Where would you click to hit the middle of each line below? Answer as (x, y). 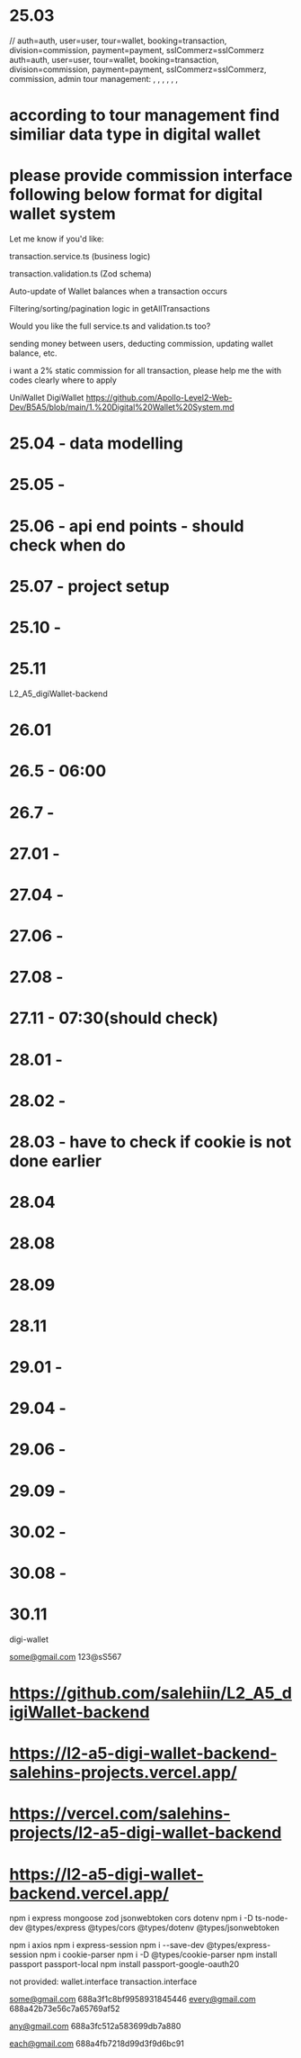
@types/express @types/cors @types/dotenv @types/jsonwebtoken (153, 1927)
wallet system (63, 214)
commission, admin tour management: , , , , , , (93, 78)
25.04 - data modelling (97, 444)
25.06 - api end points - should (127, 526)
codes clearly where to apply (63, 380)
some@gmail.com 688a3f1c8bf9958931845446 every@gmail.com (133, 1999)
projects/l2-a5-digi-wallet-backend (146, 1833)
